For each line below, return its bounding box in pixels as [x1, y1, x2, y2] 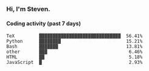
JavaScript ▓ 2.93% [6, 60, 143, 66]
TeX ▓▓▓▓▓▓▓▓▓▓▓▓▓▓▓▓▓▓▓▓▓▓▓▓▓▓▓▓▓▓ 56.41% [6, 33, 143, 39]
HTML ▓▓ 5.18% [6, 54, 143, 60]
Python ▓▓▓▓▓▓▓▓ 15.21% [6, 39, 143, 45]
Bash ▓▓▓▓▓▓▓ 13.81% [6, 44, 143, 50]
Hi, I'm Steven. [6, 5, 50, 13]
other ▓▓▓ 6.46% [6, 49, 143, 55]
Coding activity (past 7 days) [6, 20, 81, 27]
